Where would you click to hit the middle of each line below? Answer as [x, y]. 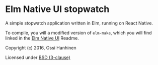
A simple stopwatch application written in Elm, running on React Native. [79, 23]
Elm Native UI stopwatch [57, 9]
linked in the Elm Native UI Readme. [42, 38]
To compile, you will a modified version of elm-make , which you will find [78, 32]
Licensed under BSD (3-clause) [38, 57]
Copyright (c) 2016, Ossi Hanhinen [41, 47]
